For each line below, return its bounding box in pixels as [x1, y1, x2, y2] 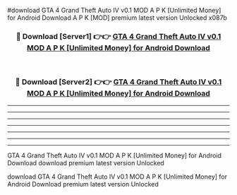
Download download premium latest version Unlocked [7, 158, 164, 167]
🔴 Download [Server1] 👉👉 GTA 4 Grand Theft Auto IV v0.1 [16, 31, 221, 41]
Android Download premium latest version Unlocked [7, 179, 159, 188]
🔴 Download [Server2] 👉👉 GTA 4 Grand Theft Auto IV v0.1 [15, 77, 222, 87]
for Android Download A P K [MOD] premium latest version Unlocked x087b [7, 13, 228, 22]
